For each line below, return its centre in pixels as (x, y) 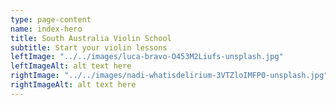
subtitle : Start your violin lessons (89, 47)
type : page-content (51, 19)
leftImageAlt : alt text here (71, 66)
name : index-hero (46, 29)
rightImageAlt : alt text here (73, 85)
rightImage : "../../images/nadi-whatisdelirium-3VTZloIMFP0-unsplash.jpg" (169, 76)
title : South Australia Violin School (91, 38)
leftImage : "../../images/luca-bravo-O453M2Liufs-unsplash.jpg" (147, 57)
